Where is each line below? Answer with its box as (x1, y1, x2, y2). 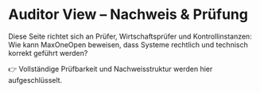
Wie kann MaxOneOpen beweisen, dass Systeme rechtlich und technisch (8, 39, 248, 49)
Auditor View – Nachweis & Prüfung (8, 6, 249, 24)
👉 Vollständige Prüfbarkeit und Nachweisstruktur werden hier (8, 64, 213, 73)
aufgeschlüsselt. (8, 75, 63, 84)
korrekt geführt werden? (8, 48, 88, 58)
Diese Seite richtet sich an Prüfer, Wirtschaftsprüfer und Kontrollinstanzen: (8, 32, 252, 41)
